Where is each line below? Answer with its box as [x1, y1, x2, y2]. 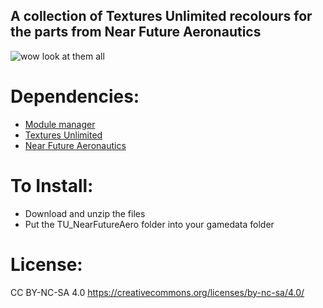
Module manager [24, 118, 96, 130]
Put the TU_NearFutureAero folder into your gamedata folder [24, 218, 275, 230]
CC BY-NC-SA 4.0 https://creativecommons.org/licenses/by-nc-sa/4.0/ [10, 286, 305, 298]
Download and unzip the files [24, 207, 146, 219]
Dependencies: [10, 85, 140, 108]
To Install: [10, 174, 94, 197]
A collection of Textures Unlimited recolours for [10, 8, 313, 25]
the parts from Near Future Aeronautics [10, 24, 262, 41]
